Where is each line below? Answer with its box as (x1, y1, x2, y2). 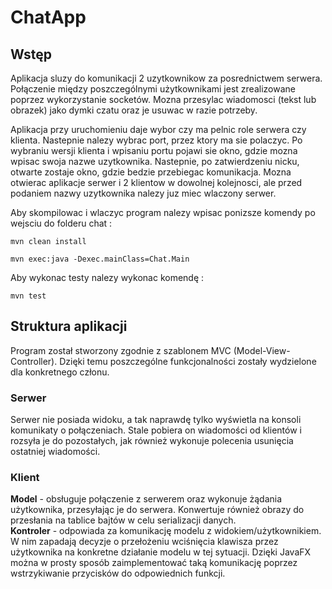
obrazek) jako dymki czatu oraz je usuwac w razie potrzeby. (10, 104, 258, 116)
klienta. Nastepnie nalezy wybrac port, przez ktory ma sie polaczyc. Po (10, 134, 303, 146)
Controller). (10, 355, 58, 367)
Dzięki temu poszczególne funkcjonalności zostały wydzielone (59, 355, 317, 367)
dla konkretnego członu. (10, 366, 110, 378)
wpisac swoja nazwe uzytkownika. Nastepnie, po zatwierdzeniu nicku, (10, 156, 300, 167)
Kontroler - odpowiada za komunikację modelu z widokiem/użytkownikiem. (10, 525, 322, 537)
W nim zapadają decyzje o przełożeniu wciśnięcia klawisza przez (10, 536, 279, 548)
